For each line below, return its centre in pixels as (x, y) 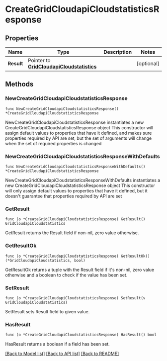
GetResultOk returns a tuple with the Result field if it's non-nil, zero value (80, 270)
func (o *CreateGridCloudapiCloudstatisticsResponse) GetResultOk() (78, 256)
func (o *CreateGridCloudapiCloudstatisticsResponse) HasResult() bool (81, 335)
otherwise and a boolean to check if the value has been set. (66, 275)
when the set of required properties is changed (53, 143)
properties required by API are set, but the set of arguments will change (79, 138)
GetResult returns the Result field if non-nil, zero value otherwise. (72, 233)
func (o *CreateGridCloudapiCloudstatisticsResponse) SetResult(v (75, 298)
